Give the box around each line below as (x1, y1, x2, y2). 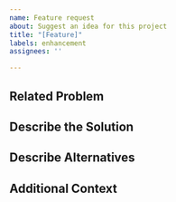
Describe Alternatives (9, 150, 135, 166)
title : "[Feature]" (9, 30, 83, 39)
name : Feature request (9, 13, 95, 23)
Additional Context (9, 180, 117, 196)
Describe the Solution (9, 119, 134, 134)
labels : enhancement (9, 38, 88, 48)
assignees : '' (9, 47, 63, 56)
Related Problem (9, 88, 105, 104)
